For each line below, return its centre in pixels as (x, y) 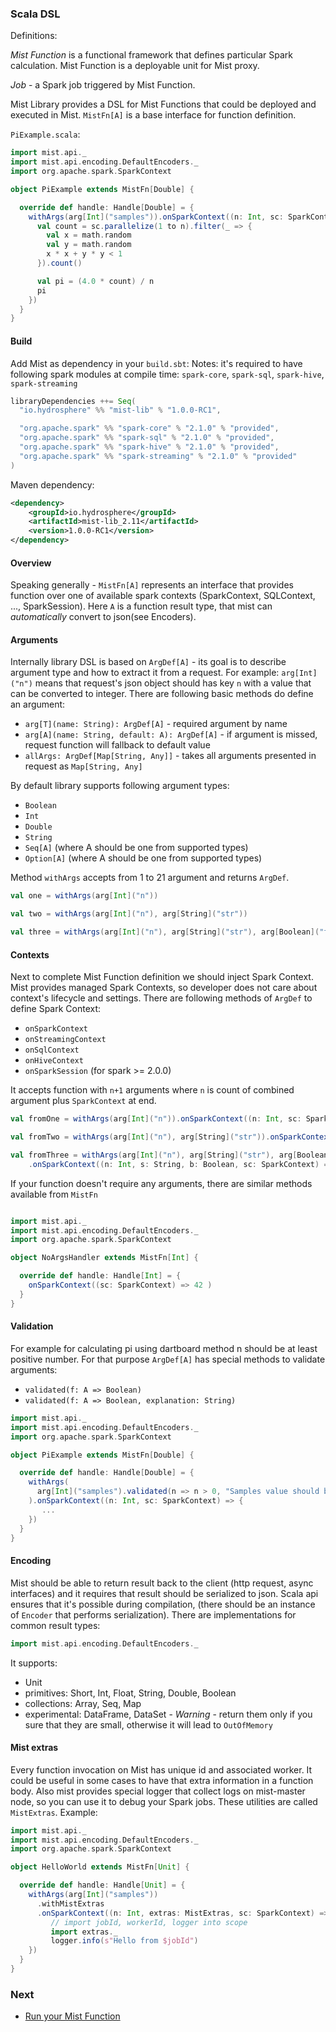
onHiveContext (54, 1061)
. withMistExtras (70, 1903)
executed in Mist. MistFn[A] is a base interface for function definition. (153, 115)
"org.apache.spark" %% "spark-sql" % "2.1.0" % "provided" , (147, 438)
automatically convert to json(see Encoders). (103, 617)
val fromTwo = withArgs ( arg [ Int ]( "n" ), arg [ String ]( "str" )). (140, 1137)
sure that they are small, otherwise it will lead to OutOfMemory (148, 1724)
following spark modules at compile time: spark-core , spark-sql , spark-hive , (167, 374)
